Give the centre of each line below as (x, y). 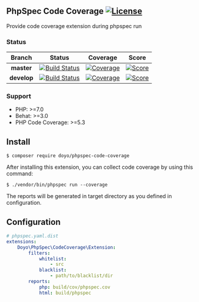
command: (20, 174)
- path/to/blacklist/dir (81, 276)
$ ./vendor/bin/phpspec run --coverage (57, 185)
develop (21, 78)
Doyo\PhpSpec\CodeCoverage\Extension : (67, 247)
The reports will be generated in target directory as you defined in (89, 196)
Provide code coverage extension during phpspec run (74, 26)
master (21, 68)
